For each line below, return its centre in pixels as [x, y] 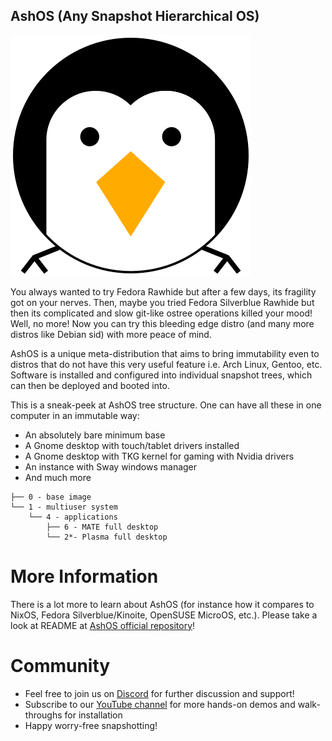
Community [60, 665]
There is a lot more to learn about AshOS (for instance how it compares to [162, 604]
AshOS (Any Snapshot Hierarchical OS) [135, 16]
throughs [43, 715]
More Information [84, 576]
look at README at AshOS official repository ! [103, 625]
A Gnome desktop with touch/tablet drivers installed [132, 445]
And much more [58, 477]
